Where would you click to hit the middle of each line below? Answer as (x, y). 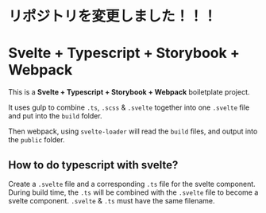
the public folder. (37, 140)
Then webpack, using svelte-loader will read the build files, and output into (133, 131)
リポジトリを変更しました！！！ (113, 16)
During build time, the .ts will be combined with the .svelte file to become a (133, 192)
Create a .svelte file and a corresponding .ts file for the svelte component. (132, 184)
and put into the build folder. (55, 116)
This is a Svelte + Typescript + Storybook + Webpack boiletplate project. (129, 92)
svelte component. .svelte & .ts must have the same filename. (112, 200)
